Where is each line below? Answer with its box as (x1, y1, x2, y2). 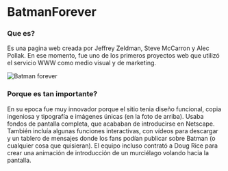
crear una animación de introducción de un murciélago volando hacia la (7, 148, 210, 157)
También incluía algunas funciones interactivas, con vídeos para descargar (7, 126, 219, 135)
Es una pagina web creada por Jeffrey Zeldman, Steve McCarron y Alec (7, 44, 210, 52)
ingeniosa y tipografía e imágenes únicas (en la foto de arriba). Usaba (7, 112, 204, 120)
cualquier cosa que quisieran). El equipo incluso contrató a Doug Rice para (7, 141, 218, 150)
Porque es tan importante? (7, 89, 98, 99)
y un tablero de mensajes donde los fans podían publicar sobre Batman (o (7, 134, 216, 142)
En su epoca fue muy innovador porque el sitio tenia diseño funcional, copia (7, 104, 222, 113)
